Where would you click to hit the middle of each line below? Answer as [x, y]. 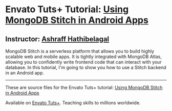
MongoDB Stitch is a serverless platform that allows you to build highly [80, 51]
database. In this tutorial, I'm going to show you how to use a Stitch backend [86, 67]
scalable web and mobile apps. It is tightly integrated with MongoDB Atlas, [84, 57]
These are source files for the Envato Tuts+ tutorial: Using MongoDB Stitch [84, 87]
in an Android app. [25, 73]
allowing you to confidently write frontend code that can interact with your [84, 62]
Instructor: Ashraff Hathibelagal [57, 39]
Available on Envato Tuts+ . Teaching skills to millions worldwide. [73, 103]
